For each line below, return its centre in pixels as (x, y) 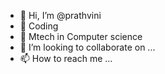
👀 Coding (39, 26)
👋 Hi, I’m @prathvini (60, 15)
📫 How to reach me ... (66, 58)
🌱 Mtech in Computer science (81, 36)
